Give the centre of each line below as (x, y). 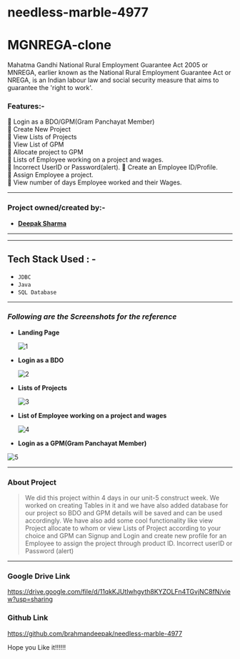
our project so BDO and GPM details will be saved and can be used (124, 513)
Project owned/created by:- (56, 208)
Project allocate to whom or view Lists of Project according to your (123, 528)
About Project (32, 482)
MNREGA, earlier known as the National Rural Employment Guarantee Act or (119, 73)
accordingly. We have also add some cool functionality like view (119, 521)
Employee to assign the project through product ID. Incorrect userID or (129, 543)
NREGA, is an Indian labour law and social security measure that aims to (113, 80)
